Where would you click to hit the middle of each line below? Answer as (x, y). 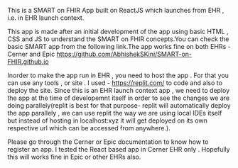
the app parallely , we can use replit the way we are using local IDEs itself (115, 113)
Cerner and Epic (31, 54)
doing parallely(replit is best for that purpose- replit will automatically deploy (119, 105)
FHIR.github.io (28, 62)
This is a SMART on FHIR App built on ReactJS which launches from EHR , (116, 10)
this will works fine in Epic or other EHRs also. (74, 157)
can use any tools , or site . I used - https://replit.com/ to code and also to (115, 83)
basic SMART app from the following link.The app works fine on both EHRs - (119, 46)
